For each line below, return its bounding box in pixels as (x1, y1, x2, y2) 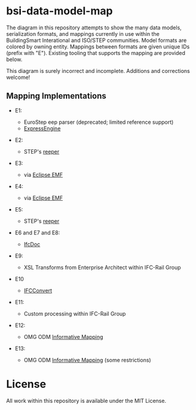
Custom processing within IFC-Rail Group (23, 310, 126, 317)
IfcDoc (23, 240, 41, 247)
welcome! (6, 74, 30, 81)
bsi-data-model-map (6, 4, 113, 18)
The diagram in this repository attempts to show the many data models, (6, 24, 182, 31)
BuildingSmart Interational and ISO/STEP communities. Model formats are (6, 36, 187, 44)
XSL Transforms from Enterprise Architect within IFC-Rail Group (23, 264, 181, 271)
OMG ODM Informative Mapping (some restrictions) (23, 356, 151, 363)
